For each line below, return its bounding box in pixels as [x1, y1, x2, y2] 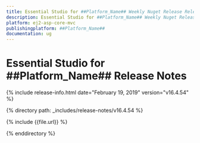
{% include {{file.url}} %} [6, 119, 68, 126]
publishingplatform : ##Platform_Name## [6, 25, 105, 32]
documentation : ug [6, 31, 52, 37]
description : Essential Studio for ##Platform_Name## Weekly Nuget [6, 14, 177, 20]
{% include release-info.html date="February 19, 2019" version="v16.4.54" [6, 89, 189, 96]
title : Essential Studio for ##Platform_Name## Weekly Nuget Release [6, 8, 183, 15]
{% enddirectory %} [6, 130, 55, 137]
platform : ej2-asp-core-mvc [6, 20, 76, 26]
